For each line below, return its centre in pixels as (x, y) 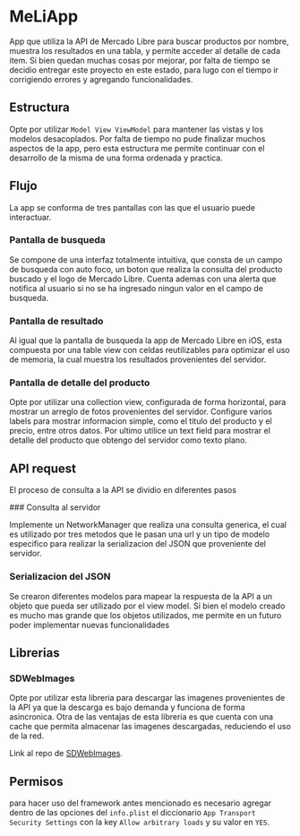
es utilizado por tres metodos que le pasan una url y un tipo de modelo (140, 534)
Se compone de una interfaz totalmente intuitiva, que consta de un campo (146, 259)
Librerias (34, 653)
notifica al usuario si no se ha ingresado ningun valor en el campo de (137, 288)
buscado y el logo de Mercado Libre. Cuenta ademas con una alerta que (143, 279)
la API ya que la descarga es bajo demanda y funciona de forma (127, 707)
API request (43, 468)
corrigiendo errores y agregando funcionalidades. (101, 79)
